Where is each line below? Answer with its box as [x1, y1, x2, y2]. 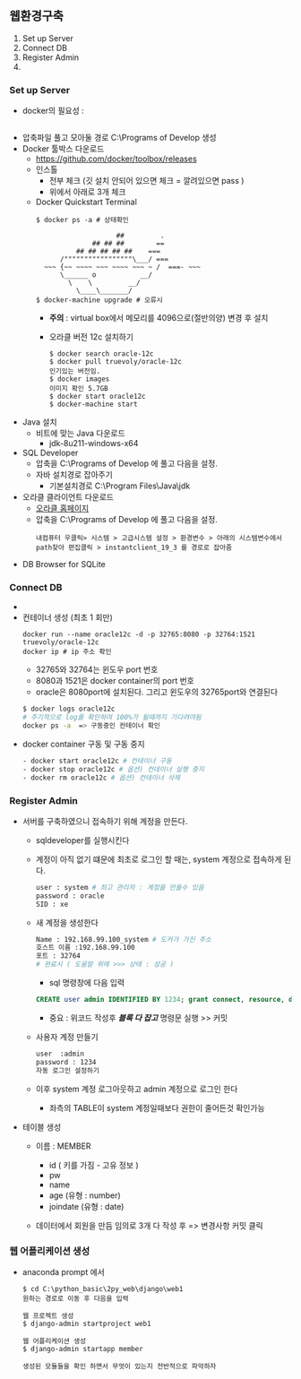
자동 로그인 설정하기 [35, 1065, 100, 1075]
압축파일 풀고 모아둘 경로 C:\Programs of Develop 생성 [21, 133, 217, 143]
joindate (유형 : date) [48, 1201, 125, 1211]
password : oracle [35, 891, 105, 901]
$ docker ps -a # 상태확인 [35, 216, 130, 225]
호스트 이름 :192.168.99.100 [35, 944, 135, 952]
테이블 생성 [21, 1121, 62, 1132]
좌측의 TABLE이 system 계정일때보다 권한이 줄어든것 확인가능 [48, 1102, 266, 1113]
